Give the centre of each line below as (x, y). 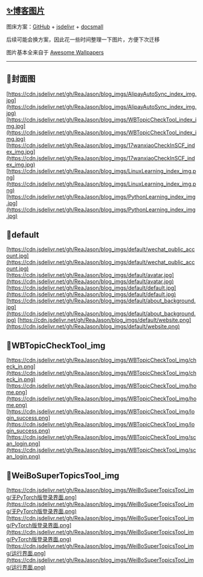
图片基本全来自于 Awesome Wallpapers (55, 52)
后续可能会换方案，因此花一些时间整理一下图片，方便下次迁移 (83, 39)
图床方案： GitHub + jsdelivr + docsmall (55, 27)
